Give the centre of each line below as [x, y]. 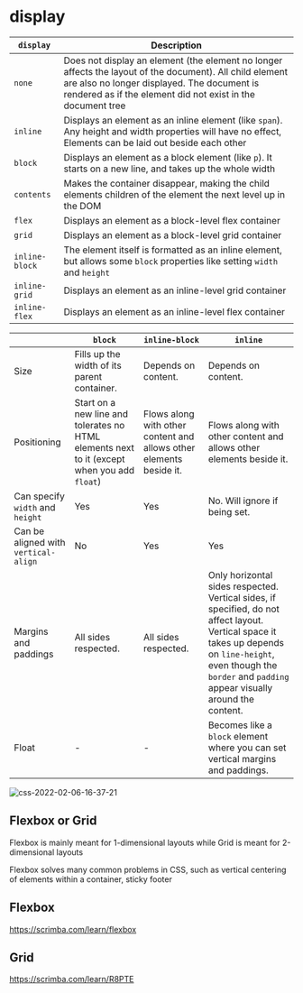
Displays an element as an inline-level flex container [174, 311]
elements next [105, 447]
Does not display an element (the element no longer [173, 60]
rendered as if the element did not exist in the [159, 94]
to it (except [100, 459]
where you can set [247, 748]
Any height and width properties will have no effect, [173, 131]
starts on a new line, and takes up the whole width [170, 169]
